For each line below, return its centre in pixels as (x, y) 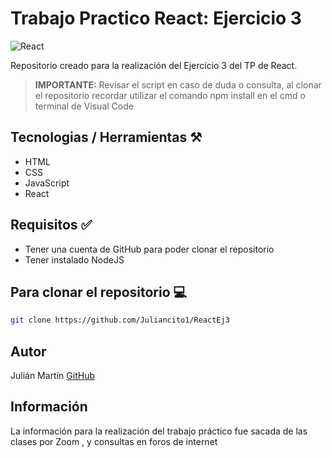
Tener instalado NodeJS (74, 259)
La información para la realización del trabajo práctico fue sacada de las (159, 431)
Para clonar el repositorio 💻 (99, 292)
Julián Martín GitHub (52, 376)
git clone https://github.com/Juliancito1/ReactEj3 (120, 320)
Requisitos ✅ (51, 225)
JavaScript (47, 183)
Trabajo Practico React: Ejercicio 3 (156, 18)
